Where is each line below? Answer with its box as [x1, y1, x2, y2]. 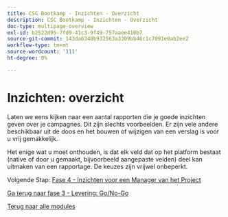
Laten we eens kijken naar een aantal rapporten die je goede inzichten [7, 112, 206, 120]
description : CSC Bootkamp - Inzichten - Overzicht [7, 16, 158, 23]
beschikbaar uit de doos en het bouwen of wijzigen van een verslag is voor [7, 127, 220, 136]
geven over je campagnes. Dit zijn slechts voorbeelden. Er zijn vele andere [7, 120, 218, 128]
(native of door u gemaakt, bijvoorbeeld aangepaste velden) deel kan [7, 155, 203, 163]
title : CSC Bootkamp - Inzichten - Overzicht [7, 10, 139, 17]
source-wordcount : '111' [7, 49, 78, 55]
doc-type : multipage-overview [7, 23, 94, 29]
